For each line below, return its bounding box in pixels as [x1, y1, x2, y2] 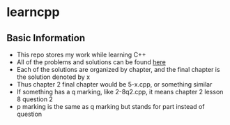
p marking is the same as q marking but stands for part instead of [16, 103, 205, 110]
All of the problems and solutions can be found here [16, 58, 167, 66]
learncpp [6, 4, 60, 20]
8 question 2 [16, 95, 53, 103]
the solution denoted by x [16, 73, 91, 81]
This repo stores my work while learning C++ [16, 50, 147, 59]
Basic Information [6, 32, 86, 44]
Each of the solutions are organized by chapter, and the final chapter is [16, 66, 220, 73]
